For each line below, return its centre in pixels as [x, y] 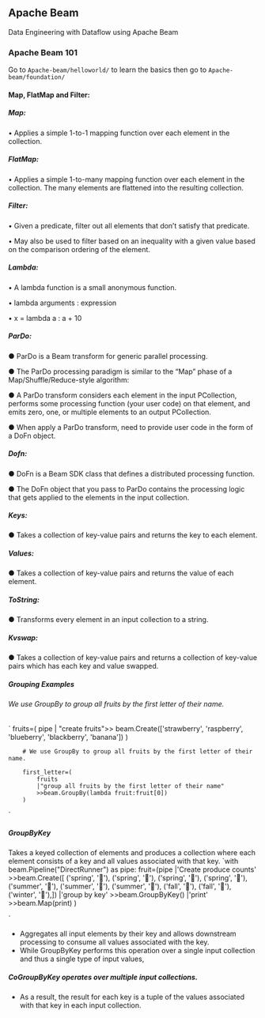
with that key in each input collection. [80, 1005]
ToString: [24, 600]
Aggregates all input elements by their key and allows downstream [128, 933]
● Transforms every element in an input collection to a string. [108, 620]
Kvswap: [23, 638]
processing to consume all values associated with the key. [114, 942]
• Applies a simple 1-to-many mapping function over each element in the [127, 179]
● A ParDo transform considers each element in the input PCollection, [123, 395]
